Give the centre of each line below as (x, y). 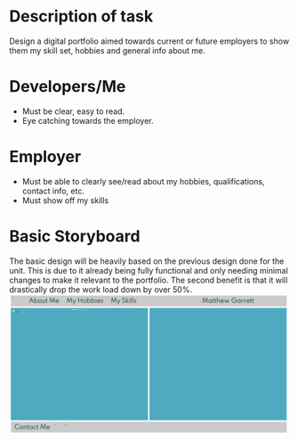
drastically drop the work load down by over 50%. (101, 289)
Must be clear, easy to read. (73, 111)
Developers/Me (68, 87)
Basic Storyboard (75, 236)
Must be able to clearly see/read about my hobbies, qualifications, (143, 181)
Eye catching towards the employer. (88, 120)
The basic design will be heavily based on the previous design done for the (147, 261)
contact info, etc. (53, 191)
